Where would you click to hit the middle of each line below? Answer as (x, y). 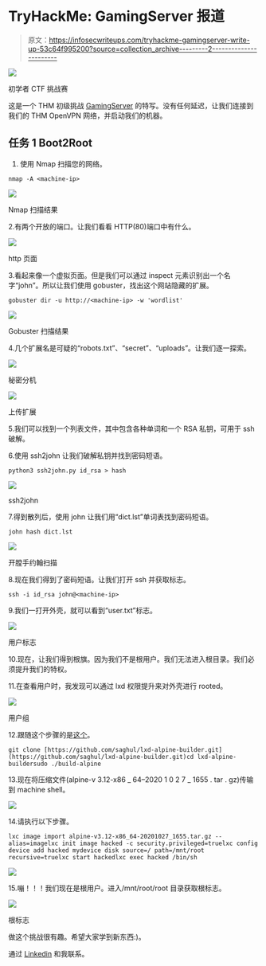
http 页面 (23, 258)
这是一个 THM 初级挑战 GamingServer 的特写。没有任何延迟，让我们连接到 (131, 105)
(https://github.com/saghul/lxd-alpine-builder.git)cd (101, 757)
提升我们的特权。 (43, 669)
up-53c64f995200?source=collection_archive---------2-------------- (142, 49)
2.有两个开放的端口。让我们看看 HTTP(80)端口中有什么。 (102, 226)
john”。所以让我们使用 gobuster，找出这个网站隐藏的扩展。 (116, 285)
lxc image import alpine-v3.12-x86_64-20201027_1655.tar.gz (110, 836)
